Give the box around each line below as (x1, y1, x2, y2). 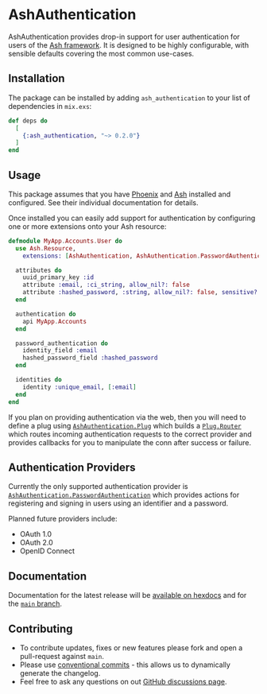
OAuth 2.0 (19, 538, 53, 548)
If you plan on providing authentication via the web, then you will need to (8, 412, 246, 422)
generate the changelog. (19, 669, 101, 677)
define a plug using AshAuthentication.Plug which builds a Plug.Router (8, 421, 242, 430)
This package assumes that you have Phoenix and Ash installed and (8, 189, 231, 199)
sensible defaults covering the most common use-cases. (8, 48, 195, 58)
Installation (8, 72, 65, 85)
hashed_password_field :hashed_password (22, 354, 158, 363)
